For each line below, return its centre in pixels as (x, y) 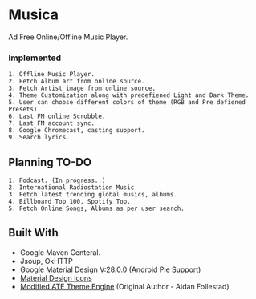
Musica (33, 15)
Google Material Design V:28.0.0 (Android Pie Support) (110, 269)
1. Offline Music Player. (51, 75)
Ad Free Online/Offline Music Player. (68, 37)
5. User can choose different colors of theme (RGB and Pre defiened (127, 103)
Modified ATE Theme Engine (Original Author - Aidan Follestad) (124, 286)
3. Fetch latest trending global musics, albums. (93, 195)
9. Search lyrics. (39, 138)
